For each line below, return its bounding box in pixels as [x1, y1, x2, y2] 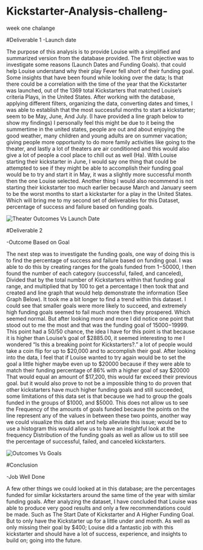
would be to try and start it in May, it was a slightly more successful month [6, 170, 192, 178]
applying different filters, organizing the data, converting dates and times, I [6, 99, 193, 107]
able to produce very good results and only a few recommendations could [6, 504, 191, 512]
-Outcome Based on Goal [6, 238, 70, 246]
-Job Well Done [6, 473, 45, 480]
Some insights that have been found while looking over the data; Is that [6, 74, 184, 81]
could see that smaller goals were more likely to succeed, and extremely [6, 302, 187, 309]
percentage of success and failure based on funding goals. [6, 203, 154, 211]
